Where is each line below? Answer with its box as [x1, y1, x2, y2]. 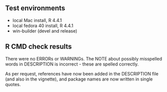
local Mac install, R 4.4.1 [12, 17, 62, 23]
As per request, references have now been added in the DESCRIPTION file [5, 70, 159, 76]
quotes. [5, 81, 21, 87]
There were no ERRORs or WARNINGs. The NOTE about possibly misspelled [5, 55, 162, 61]
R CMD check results [5, 42, 72, 51]
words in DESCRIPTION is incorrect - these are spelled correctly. [5, 61, 139, 67]
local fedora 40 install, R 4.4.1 [12, 22, 74, 28]
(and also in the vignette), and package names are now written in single [5, 76, 153, 82]
